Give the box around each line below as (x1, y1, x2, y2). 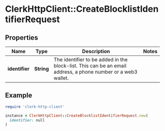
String (34, 65, 49, 72)
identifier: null (9, 118, 45, 123)
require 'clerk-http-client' (5, 104, 65, 109)
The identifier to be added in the (54, 56, 128, 63)
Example (5, 91, 32, 100)
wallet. (54, 75, 69, 81)
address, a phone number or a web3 (54, 69, 137, 75)
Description (82, 48, 110, 54)
